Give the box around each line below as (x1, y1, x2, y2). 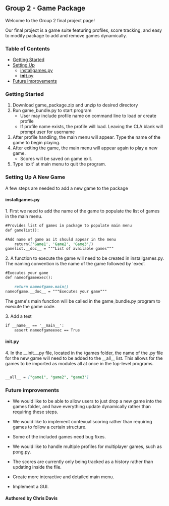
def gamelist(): (5, 228, 39, 233)
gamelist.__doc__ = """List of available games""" (5, 246, 114, 251)
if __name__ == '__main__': (5, 323, 65, 328)
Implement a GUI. (12, 483, 49, 489)
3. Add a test (5, 313, 32, 319)
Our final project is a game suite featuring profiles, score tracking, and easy (5, 27, 162, 33)
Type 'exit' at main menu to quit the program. (12, 161, 106, 167)
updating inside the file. (12, 464, 62, 470)
